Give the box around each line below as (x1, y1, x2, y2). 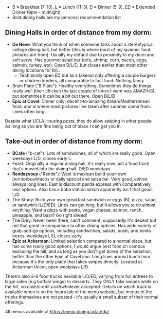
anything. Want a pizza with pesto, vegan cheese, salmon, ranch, (12, 207, 143, 213)
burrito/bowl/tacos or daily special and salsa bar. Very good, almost (12, 176, 148, 182)
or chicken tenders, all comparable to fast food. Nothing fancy (19, 77, 145, 83)
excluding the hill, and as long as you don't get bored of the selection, (12, 248, 152, 254)
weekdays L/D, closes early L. (12, 155, 72, 161)
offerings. (5, 299, 25, 305)
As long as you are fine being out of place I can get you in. (5, 123, 122, 129)
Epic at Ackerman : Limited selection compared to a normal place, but (12, 238, 152, 244)
